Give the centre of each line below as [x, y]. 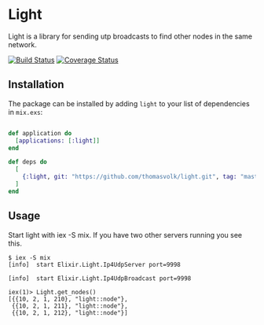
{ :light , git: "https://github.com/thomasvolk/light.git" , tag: [130, 177]
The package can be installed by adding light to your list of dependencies [129, 103]
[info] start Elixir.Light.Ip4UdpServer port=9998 [94, 264]
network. [23, 44]
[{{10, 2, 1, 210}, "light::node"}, [68, 299]
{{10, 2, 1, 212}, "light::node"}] [70, 312]
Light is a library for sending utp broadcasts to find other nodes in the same [130, 36]
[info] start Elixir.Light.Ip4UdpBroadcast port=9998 [100, 278]
